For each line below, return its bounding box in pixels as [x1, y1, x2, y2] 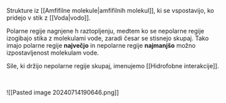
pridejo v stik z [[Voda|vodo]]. [6, 14, 91, 22]
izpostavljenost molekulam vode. [6, 48, 99, 57]
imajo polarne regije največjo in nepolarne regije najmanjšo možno [6, 42, 196, 49]
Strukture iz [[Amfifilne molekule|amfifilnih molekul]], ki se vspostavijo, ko [6, 7, 214, 14]
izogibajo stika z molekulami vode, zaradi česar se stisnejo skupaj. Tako [6, 34, 210, 42]
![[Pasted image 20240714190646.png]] [6, 89, 119, 96]
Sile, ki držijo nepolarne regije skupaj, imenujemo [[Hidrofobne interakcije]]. [6, 62, 220, 70]
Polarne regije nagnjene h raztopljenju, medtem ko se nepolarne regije [6, 27, 205, 35]
